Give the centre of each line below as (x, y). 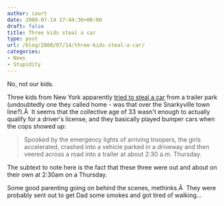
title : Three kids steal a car (52, 33)
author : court (27, 13)
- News (16, 58)
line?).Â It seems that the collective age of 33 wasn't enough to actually (109, 112)
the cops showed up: (37, 126)
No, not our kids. (31, 83)
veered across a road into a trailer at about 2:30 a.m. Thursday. (113, 154)
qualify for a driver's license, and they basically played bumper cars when (111, 119)
